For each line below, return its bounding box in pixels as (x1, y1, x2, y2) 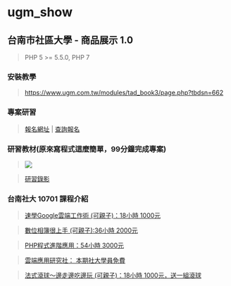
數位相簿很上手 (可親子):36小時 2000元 (24, 226, 139, 235)
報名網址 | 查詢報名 (24, 125, 80, 133)
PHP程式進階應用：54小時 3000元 (24, 241, 125, 250)
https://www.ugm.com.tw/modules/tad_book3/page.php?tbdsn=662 (24, 89, 224, 97)
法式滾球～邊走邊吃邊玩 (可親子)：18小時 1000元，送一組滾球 (24, 271, 202, 280)
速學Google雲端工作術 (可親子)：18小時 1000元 (24, 211, 161, 220)
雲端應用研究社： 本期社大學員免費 (24, 256, 125, 265)
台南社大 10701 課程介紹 (7, 194, 89, 204)
